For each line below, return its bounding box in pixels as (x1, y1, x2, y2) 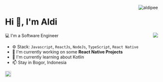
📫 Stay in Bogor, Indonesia (12, 59, 67, 65)
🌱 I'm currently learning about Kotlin (12, 54, 84, 60)
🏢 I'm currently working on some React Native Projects (12, 49, 123, 55)
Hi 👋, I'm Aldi (5, 16, 57, 27)
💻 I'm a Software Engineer (5, 32, 59, 38)
